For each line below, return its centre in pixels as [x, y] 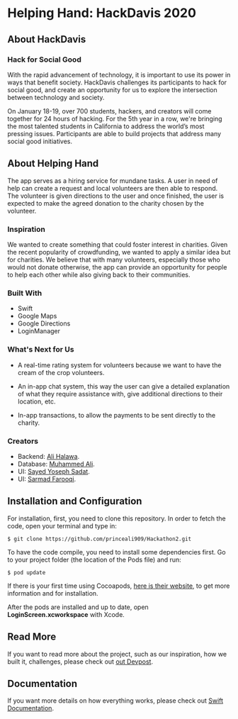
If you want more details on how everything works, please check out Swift [115, 701]
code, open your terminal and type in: [62, 525]
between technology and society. [56, 97]
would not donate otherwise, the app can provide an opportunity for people [117, 267]
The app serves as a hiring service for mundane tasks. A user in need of [113, 180]
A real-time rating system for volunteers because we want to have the [119, 365]
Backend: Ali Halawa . [49, 456]
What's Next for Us [41, 350]
